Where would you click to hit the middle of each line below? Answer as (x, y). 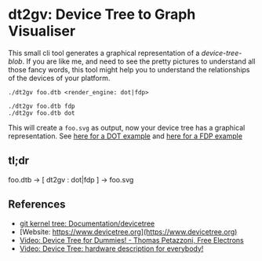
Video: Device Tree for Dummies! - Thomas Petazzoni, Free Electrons (132, 240)
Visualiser (42, 31)
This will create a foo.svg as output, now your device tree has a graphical (127, 127)
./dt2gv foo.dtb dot (42, 113)
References (37, 205)
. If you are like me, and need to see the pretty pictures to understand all (139, 61)
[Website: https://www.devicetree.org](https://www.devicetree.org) (128, 232)
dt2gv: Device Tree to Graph (102, 15)
